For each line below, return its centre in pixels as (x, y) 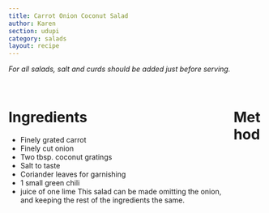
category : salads (38, 38)
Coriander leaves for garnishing (73, 174)
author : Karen (32, 23)
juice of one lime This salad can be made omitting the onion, (121, 192)
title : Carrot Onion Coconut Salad (68, 16)
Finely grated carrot (53, 140)
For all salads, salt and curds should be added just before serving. (120, 69)
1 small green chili (50, 183)
